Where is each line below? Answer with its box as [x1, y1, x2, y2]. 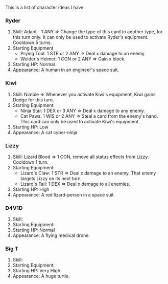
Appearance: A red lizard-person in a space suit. [12, 191, 115, 198]
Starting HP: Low [12, 124, 49, 130]
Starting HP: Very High [12, 268, 60, 274]
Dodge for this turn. [12, 97, 55, 103]
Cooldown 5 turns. [12, 39, 52, 46]
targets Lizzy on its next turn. [20, 175, 82, 181]
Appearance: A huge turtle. [12, 273, 70, 279]
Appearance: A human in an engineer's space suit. [12, 67, 119, 73]
